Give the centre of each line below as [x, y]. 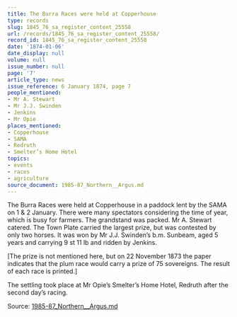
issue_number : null [36, 67]
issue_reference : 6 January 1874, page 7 [69, 86]
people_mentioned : [34, 93]
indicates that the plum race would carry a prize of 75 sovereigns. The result [118, 264]
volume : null [27, 60]
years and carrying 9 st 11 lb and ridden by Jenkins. [82, 243]
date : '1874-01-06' [36, 47]
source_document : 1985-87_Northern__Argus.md [75, 185]
